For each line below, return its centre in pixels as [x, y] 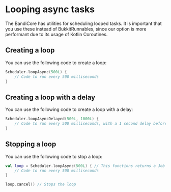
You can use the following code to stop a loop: [54, 156]
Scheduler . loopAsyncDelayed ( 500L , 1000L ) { [52, 119]
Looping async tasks [50, 9]
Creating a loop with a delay [50, 97]
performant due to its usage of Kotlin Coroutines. [56, 34]
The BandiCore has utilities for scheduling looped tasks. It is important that [83, 23]
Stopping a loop [31, 144]
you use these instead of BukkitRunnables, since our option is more [76, 29]
